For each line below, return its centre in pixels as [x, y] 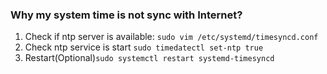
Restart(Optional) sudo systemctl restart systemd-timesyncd [149, 58]
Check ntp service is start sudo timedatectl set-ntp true [144, 47]
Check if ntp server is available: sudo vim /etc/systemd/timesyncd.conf [171, 37]
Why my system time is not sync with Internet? [126, 15]
